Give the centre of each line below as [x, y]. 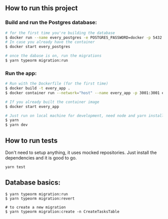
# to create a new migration [35, 207]
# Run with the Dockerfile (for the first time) [57, 84]
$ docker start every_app [32, 106]
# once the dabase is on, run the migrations [53, 56]
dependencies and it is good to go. [41, 158]
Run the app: [21, 73]
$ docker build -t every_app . [38, 88]
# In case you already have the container [50, 42]
